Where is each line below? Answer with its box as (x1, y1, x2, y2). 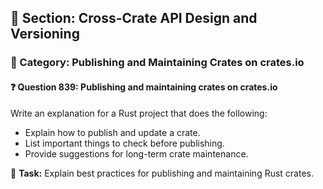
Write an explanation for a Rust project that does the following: (10, 107, 268, 119)
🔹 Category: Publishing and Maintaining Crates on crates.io (10, 56, 305, 70)
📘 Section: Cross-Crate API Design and (10, 10, 258, 27)
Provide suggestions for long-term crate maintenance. (24, 147, 249, 160)
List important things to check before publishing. (24, 137, 225, 149)
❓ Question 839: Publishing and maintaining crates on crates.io (10, 81, 278, 93)
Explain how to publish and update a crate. (24, 126, 201, 138)
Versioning (10, 26, 80, 43)
